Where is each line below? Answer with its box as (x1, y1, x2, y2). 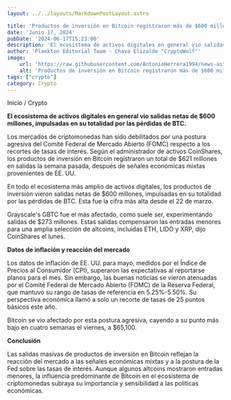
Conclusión (7, 337, 41, 345)
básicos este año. (7, 303, 57, 311)
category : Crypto (7, 80, 57, 87)
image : (7, 54, 26, 62)
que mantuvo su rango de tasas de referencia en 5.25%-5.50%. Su (7, 288, 197, 296)
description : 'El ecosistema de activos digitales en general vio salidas (7, 42, 226, 49)
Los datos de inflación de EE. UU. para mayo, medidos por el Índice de (7, 259, 207, 267)
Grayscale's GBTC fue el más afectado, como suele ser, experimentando (7, 210, 213, 219)
